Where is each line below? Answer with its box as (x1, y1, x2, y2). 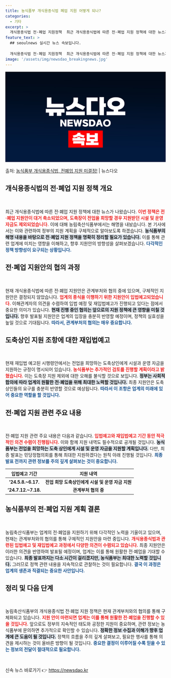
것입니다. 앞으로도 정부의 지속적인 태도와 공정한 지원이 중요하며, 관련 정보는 (10, 621, 160, 627)
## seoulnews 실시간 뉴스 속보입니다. (10, 41, 81, 46)
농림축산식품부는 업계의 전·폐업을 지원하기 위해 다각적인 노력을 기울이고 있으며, (5, 529, 162, 535)
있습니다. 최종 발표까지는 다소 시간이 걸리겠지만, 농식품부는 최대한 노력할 (5, 555, 148, 561)
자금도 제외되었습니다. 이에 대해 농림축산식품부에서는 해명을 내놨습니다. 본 (5, 221, 152, 227)
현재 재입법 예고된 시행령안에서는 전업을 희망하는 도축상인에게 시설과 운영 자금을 (5, 360, 164, 366)
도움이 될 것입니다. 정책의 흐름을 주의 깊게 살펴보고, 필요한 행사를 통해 (19, 634, 158, 640)
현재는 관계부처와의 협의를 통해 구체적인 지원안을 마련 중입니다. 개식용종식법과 (5, 536, 160, 542)
